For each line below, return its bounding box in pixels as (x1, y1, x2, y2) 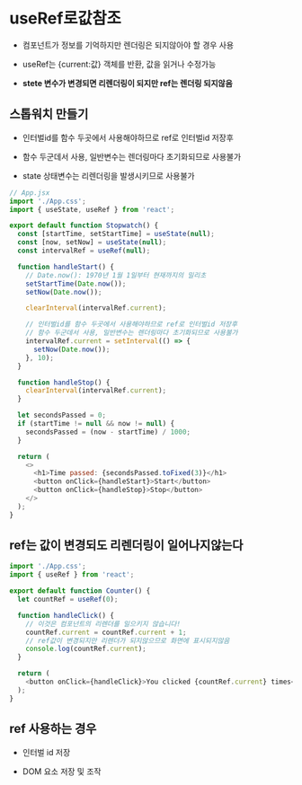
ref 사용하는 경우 (9, 721, 97, 736)
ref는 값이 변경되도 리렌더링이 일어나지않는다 (9, 538, 244, 553)
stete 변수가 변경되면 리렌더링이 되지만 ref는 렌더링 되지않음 (22, 77, 234, 88)
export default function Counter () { (9, 587, 151, 595)
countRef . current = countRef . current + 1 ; (25, 628, 187, 637)
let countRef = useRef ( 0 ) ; (17, 595, 119, 604)
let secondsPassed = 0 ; (17, 410, 106, 420)
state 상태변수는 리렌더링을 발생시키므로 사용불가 (22, 170, 195, 181)
